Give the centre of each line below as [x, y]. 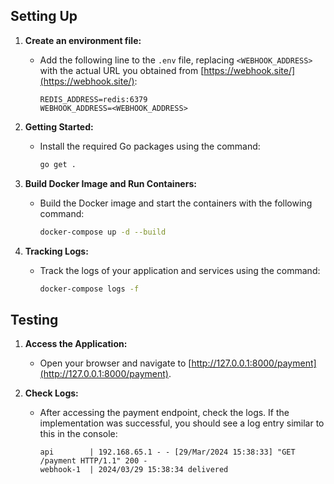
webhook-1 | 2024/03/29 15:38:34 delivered [134, 470]
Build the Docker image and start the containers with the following [176, 203]
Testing [34, 319]
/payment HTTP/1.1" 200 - [93, 461]
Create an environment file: [83, 40]
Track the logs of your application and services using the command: [180, 270]
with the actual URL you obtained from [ [122, 70]
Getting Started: [59, 126]
